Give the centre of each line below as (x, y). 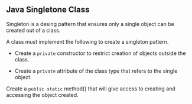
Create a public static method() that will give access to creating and (91, 89)
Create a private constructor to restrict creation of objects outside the (100, 53)
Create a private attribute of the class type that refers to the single (96, 71)
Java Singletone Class (48, 10)
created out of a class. (33, 30)
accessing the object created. (42, 95)
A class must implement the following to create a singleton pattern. (87, 41)
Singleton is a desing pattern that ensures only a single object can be (90, 24)
